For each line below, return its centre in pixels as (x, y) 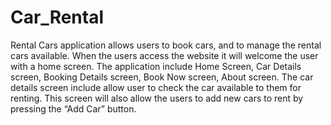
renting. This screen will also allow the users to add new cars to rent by (157, 98)
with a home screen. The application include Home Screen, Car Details (156, 66)
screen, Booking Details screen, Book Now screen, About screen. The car (162, 77)
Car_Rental (57, 17)
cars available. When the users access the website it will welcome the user (164, 55)
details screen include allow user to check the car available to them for (156, 87)
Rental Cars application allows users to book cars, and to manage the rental (166, 45)
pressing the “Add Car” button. (73, 108)
